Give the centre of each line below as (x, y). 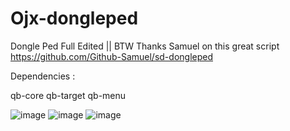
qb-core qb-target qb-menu (68, 95)
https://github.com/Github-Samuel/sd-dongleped (111, 56)
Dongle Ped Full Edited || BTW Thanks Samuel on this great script (145, 46)
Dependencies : (43, 76)
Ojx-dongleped (74, 18)
